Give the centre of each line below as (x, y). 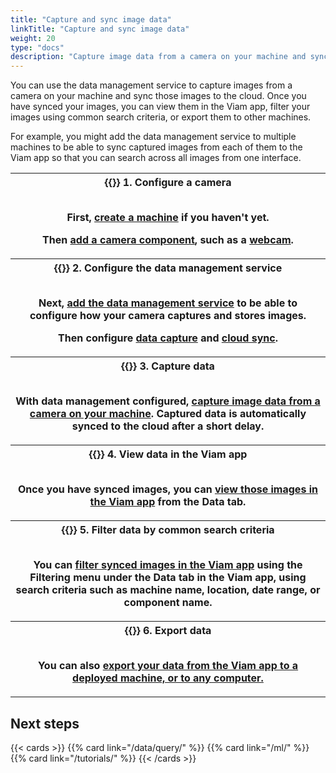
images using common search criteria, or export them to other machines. (161, 117)
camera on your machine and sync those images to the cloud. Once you (158, 96)
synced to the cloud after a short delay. (168, 426)
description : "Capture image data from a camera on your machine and (158, 57)
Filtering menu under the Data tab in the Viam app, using (168, 578)
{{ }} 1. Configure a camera (168, 183)
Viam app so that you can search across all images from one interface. (156, 158)
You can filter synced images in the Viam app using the (168, 565)
